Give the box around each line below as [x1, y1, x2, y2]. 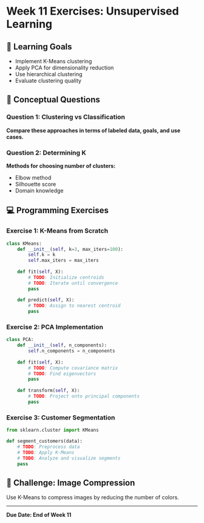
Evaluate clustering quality [15, 77, 82, 84]
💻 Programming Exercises [6, 205, 109, 216]
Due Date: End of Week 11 [6, 511, 72, 519]
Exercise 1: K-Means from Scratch [6, 226, 108, 235]
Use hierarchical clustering [15, 71, 83, 77]
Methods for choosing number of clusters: [6, 162, 116, 169]
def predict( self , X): [17, 297, 75, 303]
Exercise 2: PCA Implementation [6, 323, 104, 331]
